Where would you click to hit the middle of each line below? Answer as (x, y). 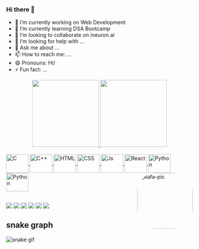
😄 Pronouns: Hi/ (35, 63)
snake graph (30, 225)
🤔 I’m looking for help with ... (49, 42)
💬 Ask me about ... (37, 48)
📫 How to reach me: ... (43, 54)
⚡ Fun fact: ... (31, 70)
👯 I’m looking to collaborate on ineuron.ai (65, 35)
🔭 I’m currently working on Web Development (70, 23)
